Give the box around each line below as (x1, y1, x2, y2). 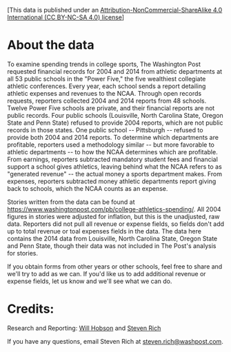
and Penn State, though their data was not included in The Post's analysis (7, 241, 217, 250)
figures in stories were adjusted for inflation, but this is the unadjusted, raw (7, 212, 220, 220)
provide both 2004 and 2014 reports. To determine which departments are (7, 133, 219, 141)
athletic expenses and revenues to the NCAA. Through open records (7, 89, 202, 97)
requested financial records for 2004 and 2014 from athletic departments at (7, 67, 223, 75)
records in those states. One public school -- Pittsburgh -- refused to (7, 125, 203, 134)
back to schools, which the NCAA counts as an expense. (7, 184, 168, 192)
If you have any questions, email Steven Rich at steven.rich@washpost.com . (7, 337, 224, 345)
